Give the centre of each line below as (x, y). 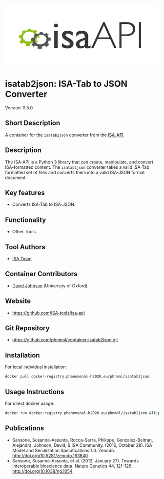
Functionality (26, 220)
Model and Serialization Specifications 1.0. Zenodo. (64, 450)
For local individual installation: (36, 367)
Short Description (33, 123)
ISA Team (22, 259)
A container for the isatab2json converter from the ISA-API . (65, 135)
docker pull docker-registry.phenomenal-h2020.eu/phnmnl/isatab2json (77, 377)
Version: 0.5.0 (19, 108)
